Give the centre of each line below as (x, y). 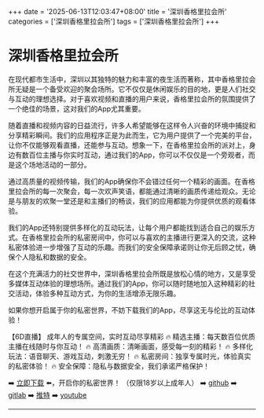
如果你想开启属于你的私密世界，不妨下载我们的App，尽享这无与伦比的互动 (128, 310)
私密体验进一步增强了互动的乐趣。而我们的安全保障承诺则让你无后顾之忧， (128, 247)
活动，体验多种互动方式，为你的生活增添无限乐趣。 (97, 293)
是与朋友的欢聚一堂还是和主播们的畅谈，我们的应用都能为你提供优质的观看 (128, 201)
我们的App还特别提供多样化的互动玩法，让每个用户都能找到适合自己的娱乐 (128, 227)
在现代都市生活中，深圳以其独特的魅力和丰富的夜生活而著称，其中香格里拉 (128, 79)
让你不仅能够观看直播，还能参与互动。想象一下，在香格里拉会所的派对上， (128, 145)
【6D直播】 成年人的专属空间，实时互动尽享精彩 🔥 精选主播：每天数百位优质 (132, 336)
